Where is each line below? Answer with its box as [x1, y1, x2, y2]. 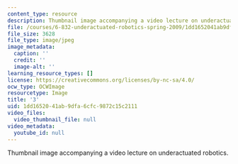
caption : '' [13, 50, 50, 58]
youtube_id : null [13, 129, 65, 136]
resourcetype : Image [7, 89, 69, 97]
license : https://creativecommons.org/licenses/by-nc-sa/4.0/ [7, 76, 195, 84]
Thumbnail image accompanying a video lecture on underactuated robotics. [7, 148, 229, 157]
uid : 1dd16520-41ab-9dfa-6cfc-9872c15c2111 [7, 103, 138, 110]
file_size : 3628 [7, 30, 55, 38]
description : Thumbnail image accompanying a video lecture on [7, 17, 198, 24]
